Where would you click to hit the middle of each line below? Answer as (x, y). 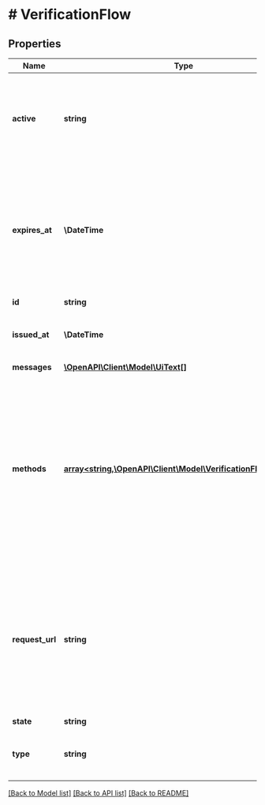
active (24, 118)
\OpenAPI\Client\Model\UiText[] (125, 367)
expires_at (32, 230)
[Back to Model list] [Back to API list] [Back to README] (99, 793)
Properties (35, 44)
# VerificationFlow (70, 15)
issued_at (31, 335)
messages (32, 367)
